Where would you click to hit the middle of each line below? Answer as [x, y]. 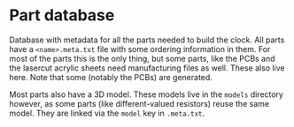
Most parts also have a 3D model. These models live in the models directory [146, 94]
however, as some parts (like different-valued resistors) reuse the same [139, 103]
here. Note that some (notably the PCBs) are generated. [111, 77]
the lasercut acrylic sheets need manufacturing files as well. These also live [147, 68]
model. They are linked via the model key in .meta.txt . [107, 113]
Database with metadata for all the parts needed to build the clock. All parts [147, 40]
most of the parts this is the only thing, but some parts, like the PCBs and [143, 58]
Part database [62, 15]
